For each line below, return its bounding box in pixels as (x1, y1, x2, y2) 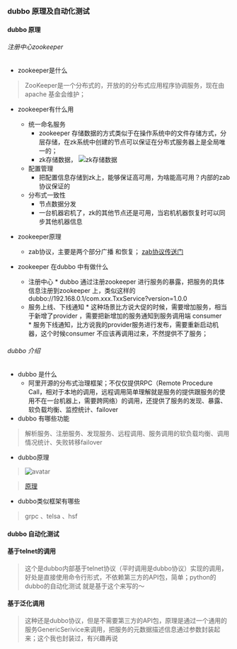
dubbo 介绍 (7, 347, 41, 355)
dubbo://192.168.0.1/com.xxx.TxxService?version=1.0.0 (28, 294, 187, 302)
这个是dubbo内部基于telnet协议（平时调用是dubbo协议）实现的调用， (24, 564, 228, 573)
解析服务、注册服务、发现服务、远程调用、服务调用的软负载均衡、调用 (24, 429, 230, 437)
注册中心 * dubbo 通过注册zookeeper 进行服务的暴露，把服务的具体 (28, 277, 225, 286)
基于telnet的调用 (7, 547, 57, 556)
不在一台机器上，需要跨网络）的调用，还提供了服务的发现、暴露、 (34, 396, 227, 405)
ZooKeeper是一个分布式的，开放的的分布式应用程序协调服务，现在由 (24, 81, 225, 89)
